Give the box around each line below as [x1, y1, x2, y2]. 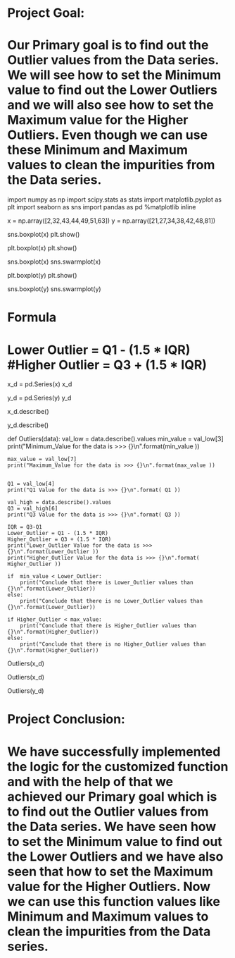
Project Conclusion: [7, 711, 125, 727]
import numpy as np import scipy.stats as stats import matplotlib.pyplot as [7, 195, 222, 204]
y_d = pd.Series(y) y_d [7, 393, 72, 403]
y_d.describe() [7, 421, 49, 429]
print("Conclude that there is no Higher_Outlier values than [20, 641, 206, 648]
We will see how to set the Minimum [7, 67, 222, 83]
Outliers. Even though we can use [7, 127, 208, 143]
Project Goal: [7, 5, 85, 21]
